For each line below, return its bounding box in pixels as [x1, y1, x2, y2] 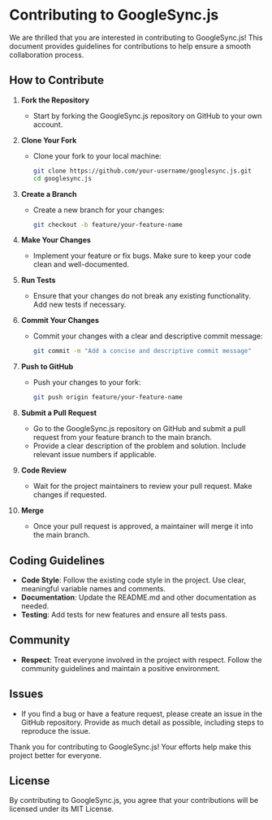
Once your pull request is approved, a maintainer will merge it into [32, 521, 254, 531]
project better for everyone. [9, 750, 102, 760]
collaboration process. [9, 50, 84, 59]
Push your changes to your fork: [32, 377, 141, 387]
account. [32, 120, 63, 129]
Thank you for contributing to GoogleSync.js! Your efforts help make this [9, 742, 252, 752]
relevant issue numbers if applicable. [32, 450, 157, 460]
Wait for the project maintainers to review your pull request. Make [32, 482, 253, 491]
